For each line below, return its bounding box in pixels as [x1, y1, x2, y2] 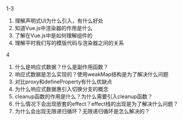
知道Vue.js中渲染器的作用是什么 [14, 25, 93, 31]
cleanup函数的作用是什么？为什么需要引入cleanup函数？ [14, 93, 153, 100]
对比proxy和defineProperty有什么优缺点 [14, 78, 113, 85]
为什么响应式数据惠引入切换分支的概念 [14, 86, 108, 92]
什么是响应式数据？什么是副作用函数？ [14, 63, 108, 70]
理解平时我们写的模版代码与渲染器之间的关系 [14, 40, 124, 46]
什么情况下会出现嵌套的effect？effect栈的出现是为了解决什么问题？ [14, 100, 179, 107]
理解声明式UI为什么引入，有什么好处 [14, 17, 104, 24]
